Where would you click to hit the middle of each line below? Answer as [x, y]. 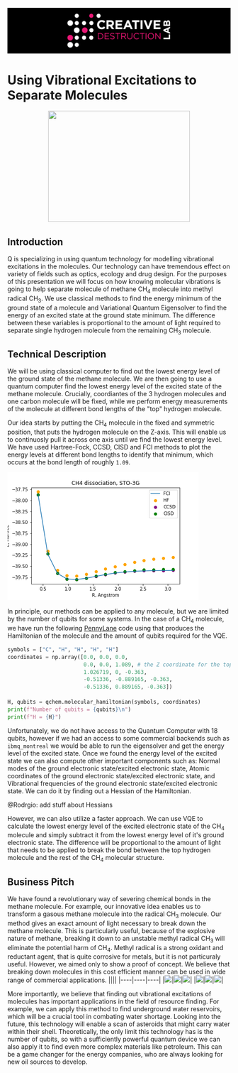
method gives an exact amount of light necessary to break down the [107, 923]
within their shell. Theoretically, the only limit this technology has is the [110, 1032]
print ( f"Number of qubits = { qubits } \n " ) [69, 709]
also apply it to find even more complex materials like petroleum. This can [115, 1047]
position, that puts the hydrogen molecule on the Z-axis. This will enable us [117, 432]
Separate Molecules [68, 95]
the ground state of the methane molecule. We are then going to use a [110, 379]
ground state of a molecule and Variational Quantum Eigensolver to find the [117, 307]
